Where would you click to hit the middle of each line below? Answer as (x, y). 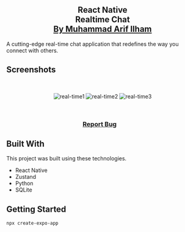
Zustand (26, 177)
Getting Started (36, 209)
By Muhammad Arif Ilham (103, 29)
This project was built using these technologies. (67, 159)
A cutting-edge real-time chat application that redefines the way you (92, 44)
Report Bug (100, 124)
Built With (25, 144)
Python (24, 184)
